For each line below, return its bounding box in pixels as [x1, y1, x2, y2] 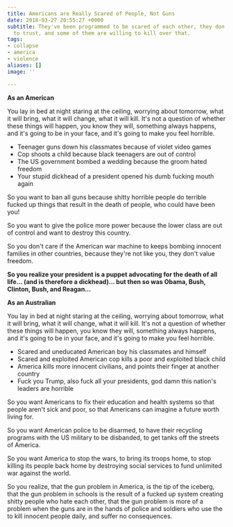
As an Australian [7, 298, 56, 306]
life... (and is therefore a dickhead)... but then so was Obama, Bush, [7, 277, 206, 285]
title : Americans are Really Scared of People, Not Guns [7, 10, 175, 17]
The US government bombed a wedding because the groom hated [17, 157, 207, 165]
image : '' [7, 68, 36, 75]
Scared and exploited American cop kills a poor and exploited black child [17, 355, 226, 363]
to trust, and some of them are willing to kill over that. [13, 29, 191, 37]
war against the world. [7, 469, 71, 477]
